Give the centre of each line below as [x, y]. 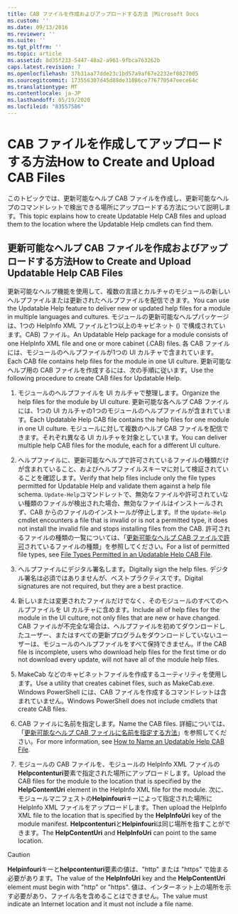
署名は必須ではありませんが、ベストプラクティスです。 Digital [114, 578]
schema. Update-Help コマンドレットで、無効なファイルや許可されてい [120, 494]
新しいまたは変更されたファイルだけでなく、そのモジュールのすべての [120, 601]
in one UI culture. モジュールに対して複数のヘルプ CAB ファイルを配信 [120, 428]
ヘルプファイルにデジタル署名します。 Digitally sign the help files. [113, 569]
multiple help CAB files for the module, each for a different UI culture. [119, 445]
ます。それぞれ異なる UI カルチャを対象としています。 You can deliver [125, 437]
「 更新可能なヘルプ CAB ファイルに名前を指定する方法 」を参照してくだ [122, 732]
